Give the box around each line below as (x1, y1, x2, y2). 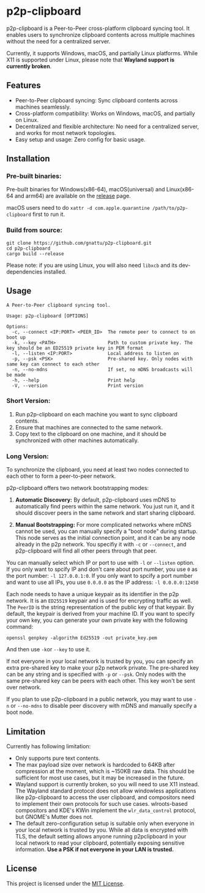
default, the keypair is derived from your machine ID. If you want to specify (6, 610, 195, 618)
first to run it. (32, 210, 65, 218)
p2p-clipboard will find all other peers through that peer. (15, 547, 157, 554)
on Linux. (15, 116, 39, 123)
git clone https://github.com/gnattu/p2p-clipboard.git (6, 240, 152, 246)
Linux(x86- (166, 186, 195, 193)
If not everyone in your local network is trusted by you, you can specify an (6, 657, 194, 665)
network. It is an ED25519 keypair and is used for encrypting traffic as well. (6, 597, 193, 605)
